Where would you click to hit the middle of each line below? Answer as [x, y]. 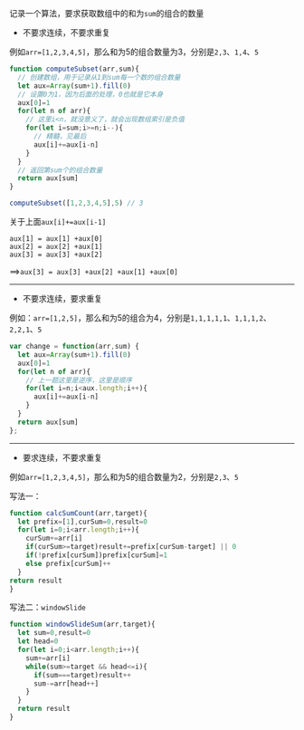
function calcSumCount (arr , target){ [78, 513]
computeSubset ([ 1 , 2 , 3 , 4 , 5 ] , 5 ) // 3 [76, 203]
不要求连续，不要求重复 [66, 33]
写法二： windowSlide [47, 607]
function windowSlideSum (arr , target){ [82, 624]
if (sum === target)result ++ [82, 675]
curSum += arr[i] [54, 538]
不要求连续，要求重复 [62, 298]
